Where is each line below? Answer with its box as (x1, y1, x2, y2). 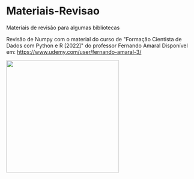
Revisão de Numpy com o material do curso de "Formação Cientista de (6, 35, 182, 43)
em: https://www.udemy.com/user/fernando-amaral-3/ (6, 48, 142, 55)
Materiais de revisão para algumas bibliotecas (6, 24, 120, 31)
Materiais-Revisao (6, 4, 100, 18)
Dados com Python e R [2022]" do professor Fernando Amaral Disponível (6, 42, 188, 49)
